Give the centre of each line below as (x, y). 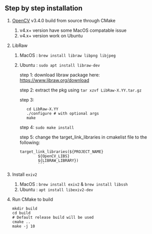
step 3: (27, 100)
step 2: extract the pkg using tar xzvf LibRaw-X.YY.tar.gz (81, 90)
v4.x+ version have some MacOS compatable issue (73, 30)
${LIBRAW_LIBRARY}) (58, 160)
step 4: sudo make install (47, 127)
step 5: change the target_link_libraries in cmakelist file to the (83, 137)
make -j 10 (23, 226)
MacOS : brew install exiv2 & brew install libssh (74, 184)
